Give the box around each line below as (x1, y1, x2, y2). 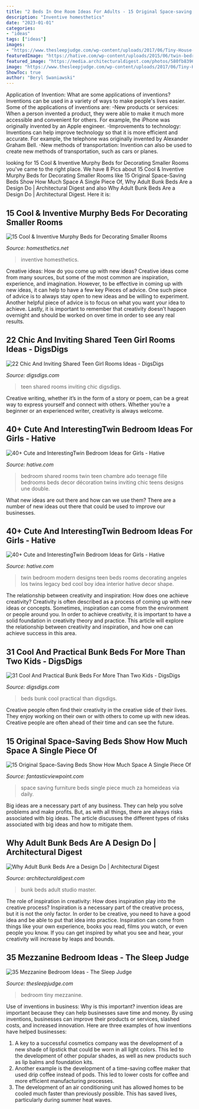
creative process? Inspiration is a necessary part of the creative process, (6, 904, 184, 911)
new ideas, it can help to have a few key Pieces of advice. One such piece (6, 286, 187, 294)
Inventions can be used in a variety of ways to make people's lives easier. (6, 97, 185, 104)
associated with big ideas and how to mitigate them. (6, 821, 133, 828)
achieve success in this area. (6, 630, 77, 637)
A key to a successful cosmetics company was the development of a (14, 1039, 182, 1047)
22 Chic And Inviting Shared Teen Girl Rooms (6, 335, 176, 345)
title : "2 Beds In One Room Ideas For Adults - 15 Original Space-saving (6, 8, 192, 15)
